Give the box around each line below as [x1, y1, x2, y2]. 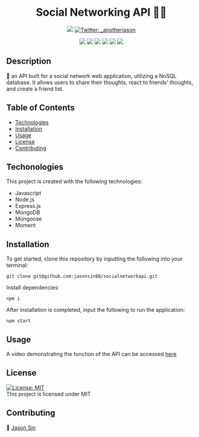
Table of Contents [6, 103, 75, 113]
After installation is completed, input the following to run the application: [6, 306, 185, 314]
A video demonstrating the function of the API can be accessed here [6, 351, 177, 357]
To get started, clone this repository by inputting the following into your [6, 255, 183, 262]
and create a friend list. [6, 85, 64, 92]
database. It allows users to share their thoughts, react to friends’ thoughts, [6, 79, 194, 86]
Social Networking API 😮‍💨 [36, 5, 167, 19]
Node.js [14, 196, 35, 203]
